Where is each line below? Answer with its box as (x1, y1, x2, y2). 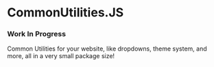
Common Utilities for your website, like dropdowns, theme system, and (7, 44, 207, 53)
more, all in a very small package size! (7, 52, 115, 60)
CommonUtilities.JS (7, 5, 124, 21)
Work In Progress (7, 29, 67, 39)
